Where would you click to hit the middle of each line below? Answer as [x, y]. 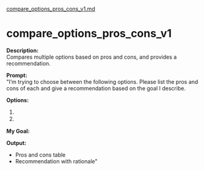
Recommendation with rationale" [56, 161]
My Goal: [18, 131]
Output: [16, 142]
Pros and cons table [40, 155]
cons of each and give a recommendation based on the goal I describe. [96, 88]
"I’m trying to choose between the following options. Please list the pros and [102, 81]
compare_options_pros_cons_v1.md [51, 9]
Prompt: [17, 75]
